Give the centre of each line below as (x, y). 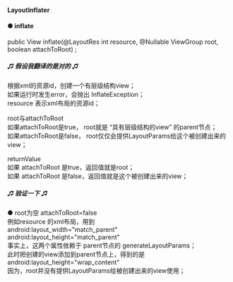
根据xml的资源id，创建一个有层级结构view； (71, 86)
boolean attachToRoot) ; (42, 49)
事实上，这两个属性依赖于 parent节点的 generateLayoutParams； (102, 245)
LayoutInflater (29, 10)
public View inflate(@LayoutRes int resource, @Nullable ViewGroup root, (113, 42)
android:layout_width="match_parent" (62, 229)
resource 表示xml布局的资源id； (54, 103)
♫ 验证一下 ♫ (28, 194)
